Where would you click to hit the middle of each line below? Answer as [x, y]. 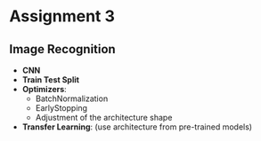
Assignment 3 [62, 16]
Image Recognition [62, 49]
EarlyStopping [61, 108]
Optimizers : [44, 89]
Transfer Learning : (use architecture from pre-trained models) [137, 127]
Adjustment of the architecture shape [104, 117]
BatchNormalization [72, 98]
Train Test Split [51, 80]
